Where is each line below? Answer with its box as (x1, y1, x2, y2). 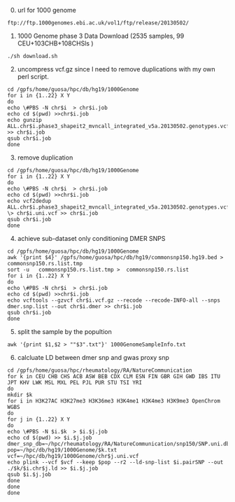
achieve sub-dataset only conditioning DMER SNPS (17, 235, 166, 242)
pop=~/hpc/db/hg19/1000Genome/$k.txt (7, 447, 117, 454)
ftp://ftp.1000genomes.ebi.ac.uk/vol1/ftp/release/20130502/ (7, 20, 190, 27)
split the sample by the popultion (17, 328, 112, 335)
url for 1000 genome (17, 6, 77, 14)
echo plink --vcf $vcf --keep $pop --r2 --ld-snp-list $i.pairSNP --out (7, 459, 224, 466)
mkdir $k (7, 391, 33, 398)
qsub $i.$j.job (7, 471, 52, 478)
